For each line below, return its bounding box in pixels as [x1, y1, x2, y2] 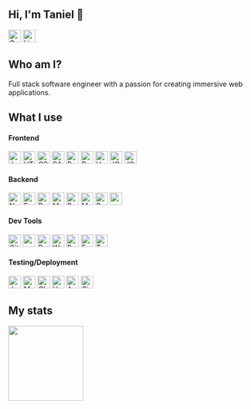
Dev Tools [8, 216, 42, 226]
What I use [8, 111, 62, 125]
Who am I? [8, 58, 62, 72]
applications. [8, 87, 50, 97]
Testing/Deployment [8, 257, 78, 268]
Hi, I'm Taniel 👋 [8, 8, 84, 22]
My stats [8, 304, 54, 318]
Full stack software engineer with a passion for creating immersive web [8, 79, 244, 89]
